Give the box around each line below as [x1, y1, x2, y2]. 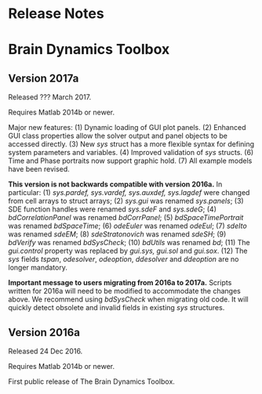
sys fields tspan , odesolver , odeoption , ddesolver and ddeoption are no [8, 255, 239, 264]
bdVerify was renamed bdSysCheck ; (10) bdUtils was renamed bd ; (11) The [8, 238, 250, 248]
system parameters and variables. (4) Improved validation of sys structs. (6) [8, 148, 254, 157]
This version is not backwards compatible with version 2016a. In [8, 179, 223, 189]
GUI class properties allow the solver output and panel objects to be [8, 131, 227, 141]
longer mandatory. [8, 263, 68, 273]
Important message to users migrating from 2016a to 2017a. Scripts [8, 278, 232, 287]
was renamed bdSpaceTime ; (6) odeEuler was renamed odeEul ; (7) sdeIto [8, 221, 247, 231]
